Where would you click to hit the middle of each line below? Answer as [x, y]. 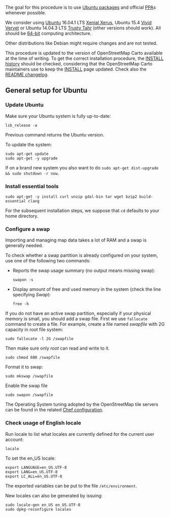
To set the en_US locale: [30, 458]
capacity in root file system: [34, 330]
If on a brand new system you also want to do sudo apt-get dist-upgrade [82, 167]
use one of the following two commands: [48, 261]
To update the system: [29, 145]
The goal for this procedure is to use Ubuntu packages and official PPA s [81, 7]
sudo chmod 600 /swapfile [32, 358]
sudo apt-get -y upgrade [31, 158]
